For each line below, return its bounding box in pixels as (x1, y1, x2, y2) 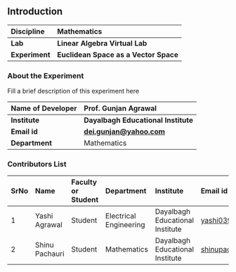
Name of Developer (11, 103, 77, 113)
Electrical (105, 211, 136, 221)
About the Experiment (7, 70, 84, 80)
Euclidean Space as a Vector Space (57, 49, 179, 59)
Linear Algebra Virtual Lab (57, 38, 147, 48)
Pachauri (34, 249, 65, 259)
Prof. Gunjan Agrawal (84, 103, 157, 113)
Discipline (11, 26, 45, 36)
